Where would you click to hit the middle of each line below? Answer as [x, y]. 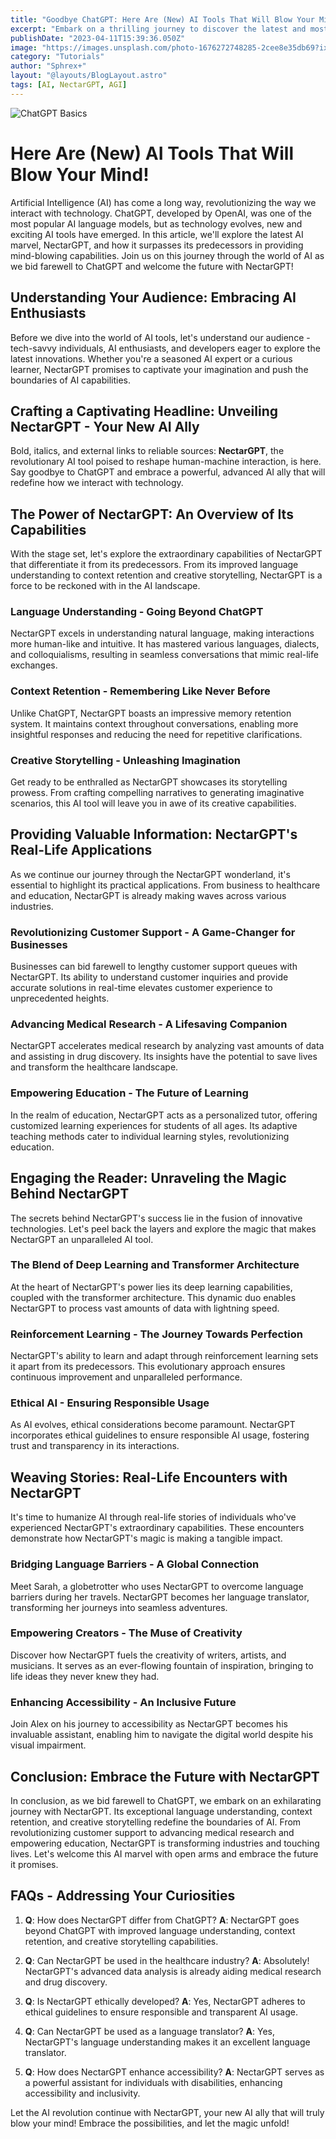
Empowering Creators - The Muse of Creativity [126, 1633]
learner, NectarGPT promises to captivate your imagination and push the [159, 369]
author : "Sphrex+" [48, 66]
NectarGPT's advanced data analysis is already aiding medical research [173, 1971]
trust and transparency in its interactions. [95, 1446]
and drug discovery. [66, 1982]
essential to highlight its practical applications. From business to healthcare [165, 885]
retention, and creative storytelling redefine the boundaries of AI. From [156, 1822]
